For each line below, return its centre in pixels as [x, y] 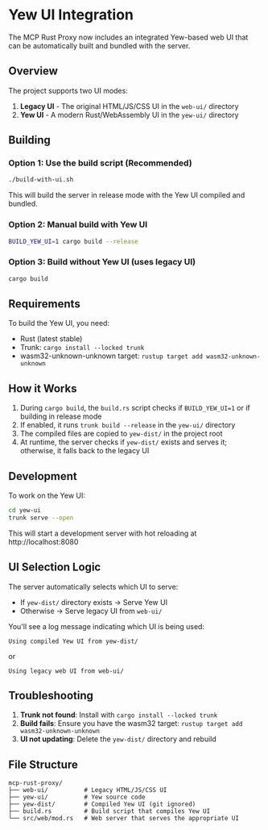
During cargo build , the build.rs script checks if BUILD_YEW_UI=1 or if [135, 408]
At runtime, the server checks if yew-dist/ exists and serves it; [124, 442]
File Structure [43, 764]
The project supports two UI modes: [68, 90]
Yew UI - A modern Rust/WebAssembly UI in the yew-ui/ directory [129, 115]
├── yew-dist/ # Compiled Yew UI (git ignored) [102, 804]
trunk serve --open [41, 518]
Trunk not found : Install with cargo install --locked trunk [119, 715]
